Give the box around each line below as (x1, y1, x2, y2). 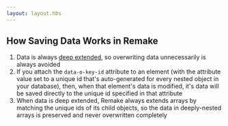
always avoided (16, 61, 61, 69)
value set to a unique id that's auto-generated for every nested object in (16, 75, 219, 83)
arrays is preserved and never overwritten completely (16, 111, 168, 119)
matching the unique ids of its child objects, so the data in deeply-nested (16, 104, 222, 112)
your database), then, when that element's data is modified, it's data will (16, 82, 219, 91)
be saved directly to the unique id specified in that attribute (16, 89, 183, 97)
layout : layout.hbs (6, 10, 62, 17)
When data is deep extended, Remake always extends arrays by (16, 97, 197, 105)
